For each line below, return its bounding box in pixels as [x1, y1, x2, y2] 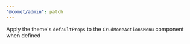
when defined [6, 31, 41, 39]
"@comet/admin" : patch [6, 8, 63, 15]
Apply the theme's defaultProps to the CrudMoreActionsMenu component [6, 25, 184, 33]
